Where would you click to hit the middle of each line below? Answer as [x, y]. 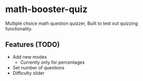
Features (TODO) [32, 45]
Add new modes [30, 57]
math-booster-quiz [46, 9]
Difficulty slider [28, 73]
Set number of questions [39, 67]
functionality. [19, 28]
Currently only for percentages [52, 62]
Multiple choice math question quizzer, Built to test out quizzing [72, 23]
